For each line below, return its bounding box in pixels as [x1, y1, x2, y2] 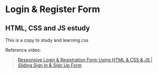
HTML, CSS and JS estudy [5, 24, 90, 32]
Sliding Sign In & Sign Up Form [17, 62, 82, 68]
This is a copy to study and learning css [5, 37, 89, 43]
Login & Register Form [5, 4, 101, 15]
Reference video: [5, 47, 41, 53]
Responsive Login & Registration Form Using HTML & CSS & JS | [17, 57, 153, 63]
